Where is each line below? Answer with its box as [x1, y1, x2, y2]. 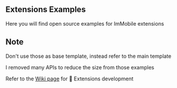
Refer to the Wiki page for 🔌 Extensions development [5, 75, 133, 82]
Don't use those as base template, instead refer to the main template [5, 52, 172, 59]
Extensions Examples [5, 5, 86, 15]
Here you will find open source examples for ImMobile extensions [5, 20, 164, 27]
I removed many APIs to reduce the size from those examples [5, 64, 155, 71]
